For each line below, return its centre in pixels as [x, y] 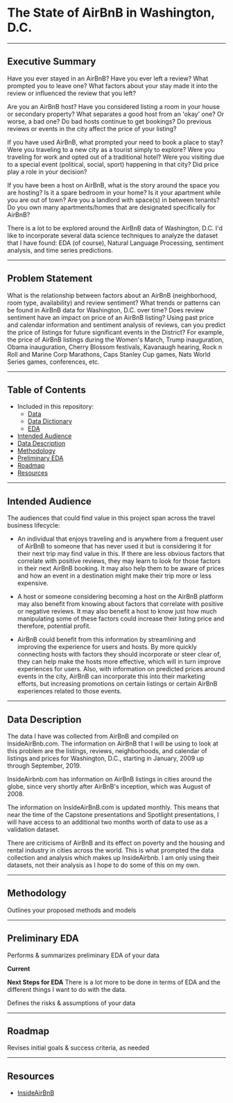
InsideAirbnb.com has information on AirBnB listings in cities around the [110, 779]
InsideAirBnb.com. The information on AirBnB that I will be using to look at [113, 743]
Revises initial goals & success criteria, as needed [78, 1048]
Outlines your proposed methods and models [72, 910]
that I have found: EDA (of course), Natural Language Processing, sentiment [115, 243]
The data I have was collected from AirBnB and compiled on [93, 736]
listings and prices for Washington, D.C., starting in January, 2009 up [106, 758]
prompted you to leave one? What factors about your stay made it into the [113, 85]
